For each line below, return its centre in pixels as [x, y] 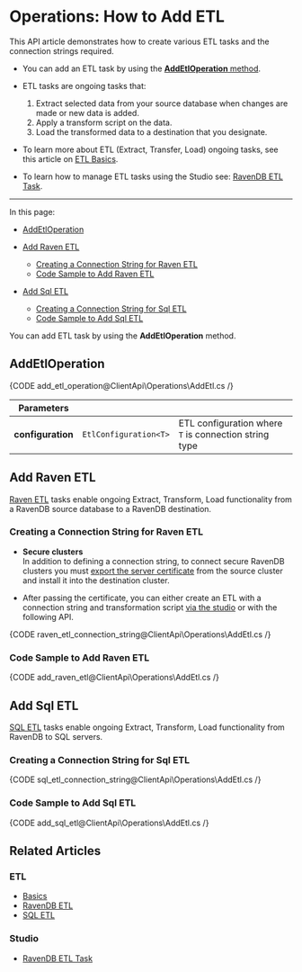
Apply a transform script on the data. [104, 122]
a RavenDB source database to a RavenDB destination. [111, 508]
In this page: [32, 211]
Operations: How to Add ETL [117, 17]
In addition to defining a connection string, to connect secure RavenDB [153, 561]
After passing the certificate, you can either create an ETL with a [142, 598]
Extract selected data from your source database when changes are [162, 103]
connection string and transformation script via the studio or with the [150, 607]
